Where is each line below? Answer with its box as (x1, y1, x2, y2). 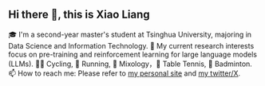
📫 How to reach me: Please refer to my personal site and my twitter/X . (8, 68, 241, 78)
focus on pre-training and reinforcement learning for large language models (8, 49, 258, 59)
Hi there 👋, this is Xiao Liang (8, 8, 150, 21)
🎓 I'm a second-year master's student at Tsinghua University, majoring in (8, 29, 252, 39)
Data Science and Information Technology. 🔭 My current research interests (8, 41, 255, 50)
